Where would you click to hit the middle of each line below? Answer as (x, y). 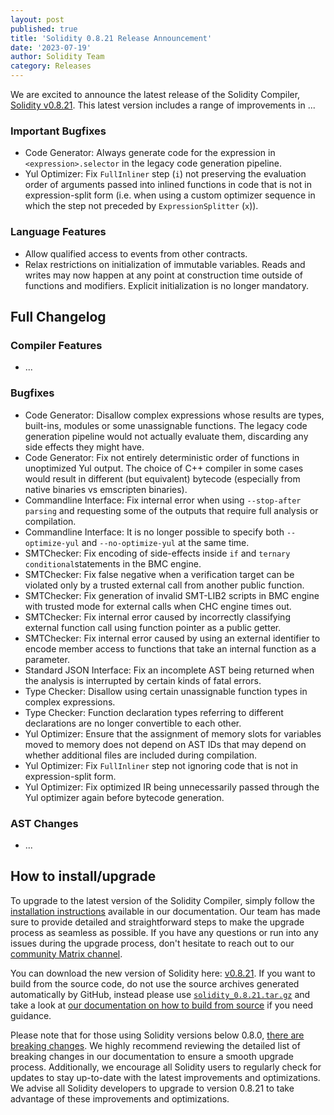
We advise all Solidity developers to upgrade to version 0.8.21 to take (152, 1088)
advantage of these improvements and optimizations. (120, 1098)
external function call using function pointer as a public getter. (153, 627)
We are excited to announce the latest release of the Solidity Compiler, (155, 94)
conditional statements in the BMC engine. (113, 563)
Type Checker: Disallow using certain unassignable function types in (166, 691)
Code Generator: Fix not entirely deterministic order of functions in (162, 457)
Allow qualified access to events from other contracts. (136, 253)
